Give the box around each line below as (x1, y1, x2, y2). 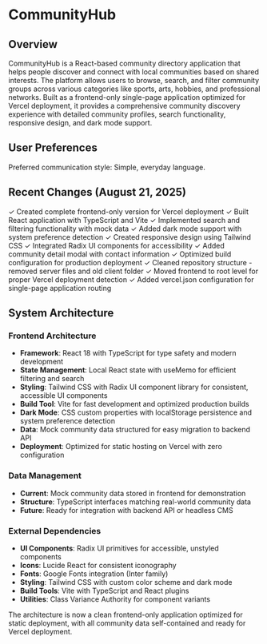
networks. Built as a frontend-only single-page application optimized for (8, 93, 246, 101)
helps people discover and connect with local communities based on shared (8, 67, 260, 77)
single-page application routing (8, 283, 112, 292)
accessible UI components (19, 391, 108, 400)
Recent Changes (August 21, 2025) (8, 185, 186, 199)
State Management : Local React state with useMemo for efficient (19, 365, 237, 375)
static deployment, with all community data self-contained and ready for (8, 618, 246, 628)
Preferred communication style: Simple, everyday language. (8, 162, 205, 172)
